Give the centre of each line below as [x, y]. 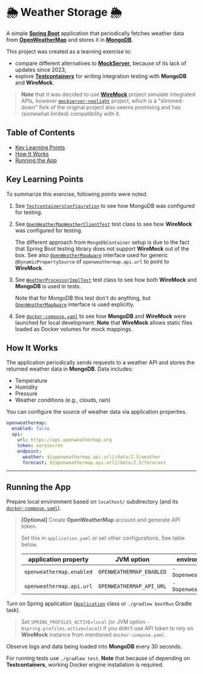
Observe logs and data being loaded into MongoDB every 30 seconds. [94, 647]
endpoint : [30, 451]
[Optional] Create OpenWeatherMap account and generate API [100, 520]
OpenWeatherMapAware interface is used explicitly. [75, 304]
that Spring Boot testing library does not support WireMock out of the [102, 248]
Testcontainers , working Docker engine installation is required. [85, 665]
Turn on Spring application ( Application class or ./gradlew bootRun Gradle [99, 604]
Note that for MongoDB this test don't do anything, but [83, 298]
